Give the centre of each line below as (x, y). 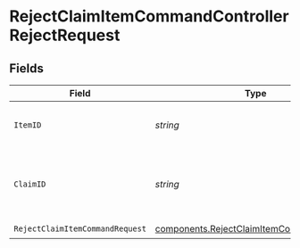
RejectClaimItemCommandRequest (80, 228)
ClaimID (30, 184)
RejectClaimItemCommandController (149, 17)
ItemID (28, 125)
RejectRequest (65, 35)
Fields (27, 68)
